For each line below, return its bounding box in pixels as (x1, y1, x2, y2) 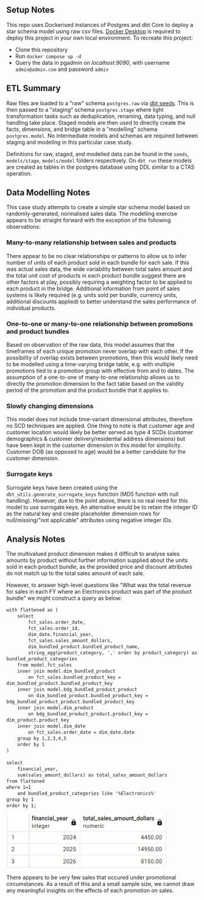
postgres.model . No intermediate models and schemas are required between (6, 131, 199, 139)
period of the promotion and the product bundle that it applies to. (6, 386, 169, 394)
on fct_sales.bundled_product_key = (28, 674, 121, 681)
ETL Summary (6, 83, 61, 94)
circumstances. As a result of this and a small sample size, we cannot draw (6, 880, 195, 888)
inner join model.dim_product (17, 705, 94, 711)
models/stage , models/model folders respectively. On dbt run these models (6, 157, 192, 164)
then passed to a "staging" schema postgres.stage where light (6, 106, 164, 113)
